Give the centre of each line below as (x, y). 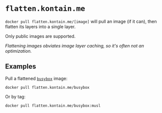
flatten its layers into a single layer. (40, 27)
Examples (21, 66)
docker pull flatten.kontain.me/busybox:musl (53, 106)
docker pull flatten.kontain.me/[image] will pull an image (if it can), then (81, 21)
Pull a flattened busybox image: (36, 78)
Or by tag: (15, 96)
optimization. (19, 51)
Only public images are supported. (40, 36)
